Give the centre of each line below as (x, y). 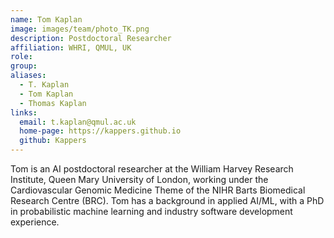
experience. (35, 222)
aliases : (28, 76)
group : (24, 66)
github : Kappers (53, 141)
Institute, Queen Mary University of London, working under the (139, 179)
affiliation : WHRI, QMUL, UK (71, 47)
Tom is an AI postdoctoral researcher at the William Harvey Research (152, 169)
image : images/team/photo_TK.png (80, 29)
